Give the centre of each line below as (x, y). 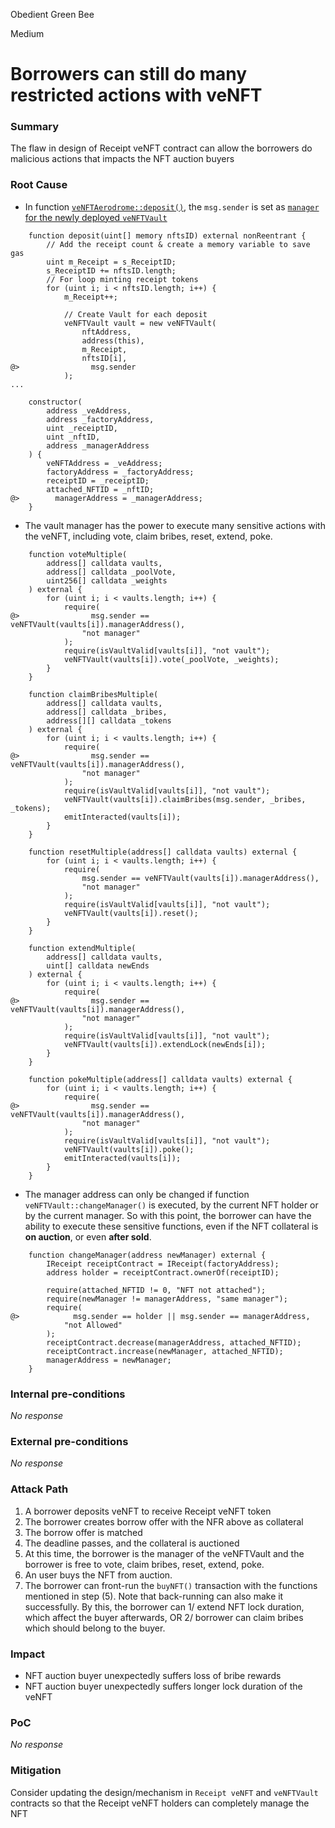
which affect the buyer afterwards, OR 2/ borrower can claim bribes (164, 1617)
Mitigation (36, 1771)
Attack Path (39, 1489)
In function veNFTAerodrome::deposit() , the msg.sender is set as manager (172, 206)
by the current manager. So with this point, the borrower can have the (168, 1215)
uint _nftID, (73, 437)
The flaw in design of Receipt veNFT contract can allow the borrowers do (161, 148)
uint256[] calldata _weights (107, 580)
